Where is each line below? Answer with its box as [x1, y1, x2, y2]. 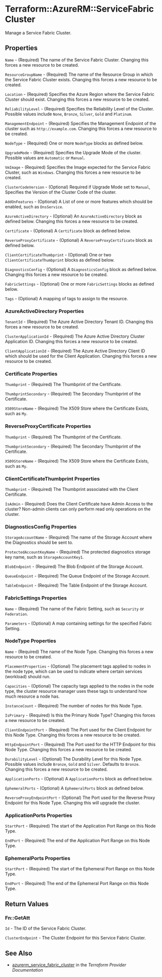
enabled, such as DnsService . [5, 203, 64, 210]
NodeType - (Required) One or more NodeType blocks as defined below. [5, 140, 144, 146]
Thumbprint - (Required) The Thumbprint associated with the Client [5, 486, 139, 492]
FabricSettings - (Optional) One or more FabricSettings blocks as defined [5, 281, 154, 287]
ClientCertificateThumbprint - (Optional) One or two [5, 252, 112, 257]
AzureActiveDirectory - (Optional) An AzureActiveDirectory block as [5, 213, 142, 219]
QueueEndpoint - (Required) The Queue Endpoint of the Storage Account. [5, 573, 150, 579]
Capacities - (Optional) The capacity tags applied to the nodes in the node [5, 683, 154, 689]
